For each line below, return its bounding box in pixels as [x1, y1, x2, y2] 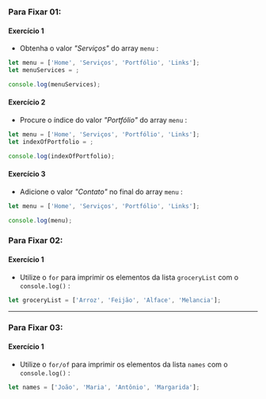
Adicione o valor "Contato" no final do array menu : [19, 187, 184, 196]
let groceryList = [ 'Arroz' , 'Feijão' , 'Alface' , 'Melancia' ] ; [8, 296, 222, 304]
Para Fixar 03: [8, 322, 63, 333]
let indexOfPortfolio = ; [8, 138, 93, 146]
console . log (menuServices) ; [8, 80, 101, 89]
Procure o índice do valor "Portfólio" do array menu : [19, 115, 188, 124]
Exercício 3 [8, 169, 46, 179]
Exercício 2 [8, 97, 46, 107]
